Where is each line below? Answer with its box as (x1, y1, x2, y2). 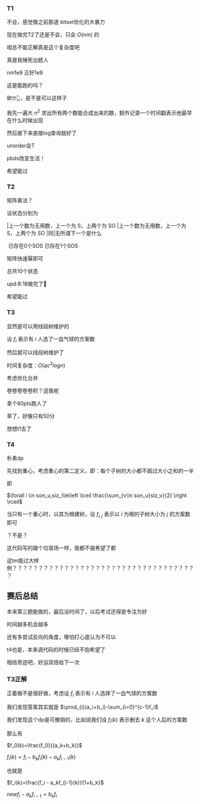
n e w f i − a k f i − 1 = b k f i (7, 790, 57, 799)
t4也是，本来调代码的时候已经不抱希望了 (7, 645, 106, 653)
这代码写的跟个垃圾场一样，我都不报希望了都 (7, 544, 116, 552)
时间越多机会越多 (7, 620, 49, 628)
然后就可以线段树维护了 (7, 349, 64, 356)
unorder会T (7, 142, 35, 149)
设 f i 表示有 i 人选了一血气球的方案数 (7, 335, 96, 344)
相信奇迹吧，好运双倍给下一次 (7, 659, 80, 666)
